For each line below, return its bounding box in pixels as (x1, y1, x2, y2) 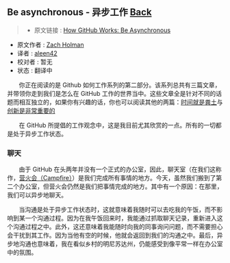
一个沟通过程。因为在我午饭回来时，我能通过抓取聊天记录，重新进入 (25, 214, 217, 223)
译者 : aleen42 (16, 49, 58, 57)
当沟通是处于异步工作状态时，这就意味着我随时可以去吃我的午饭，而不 (18, 205, 217, 214)
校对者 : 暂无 (16, 58, 53, 66)
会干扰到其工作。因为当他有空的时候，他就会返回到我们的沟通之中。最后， (7, 231, 217, 240)
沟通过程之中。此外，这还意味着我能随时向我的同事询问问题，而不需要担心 (12, 223, 223, 231)
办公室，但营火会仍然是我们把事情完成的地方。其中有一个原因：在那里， (18, 182, 223, 190)
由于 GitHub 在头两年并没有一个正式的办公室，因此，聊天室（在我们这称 (18, 165, 222, 173)
